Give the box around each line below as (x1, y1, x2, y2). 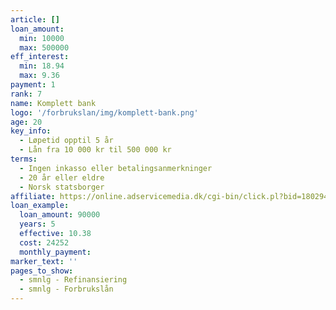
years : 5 (19, 219, 56, 230)
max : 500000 (19, 42, 70, 53)
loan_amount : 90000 (19, 210, 101, 220)
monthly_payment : (19, 247, 92, 257)
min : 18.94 (19, 61, 65, 71)
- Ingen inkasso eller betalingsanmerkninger (19, 163, 213, 173)
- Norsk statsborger (19, 182, 105, 192)
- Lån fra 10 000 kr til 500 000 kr (19, 145, 172, 155)
